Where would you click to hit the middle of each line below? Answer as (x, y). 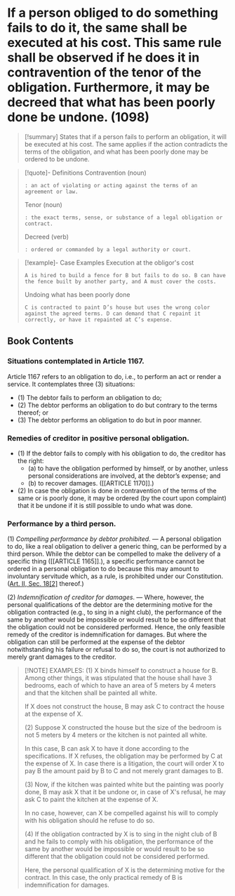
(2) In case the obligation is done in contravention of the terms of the (117, 490)
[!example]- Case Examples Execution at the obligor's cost (109, 262)
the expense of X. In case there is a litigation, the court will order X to (124, 763)
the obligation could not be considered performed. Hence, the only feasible (116, 627)
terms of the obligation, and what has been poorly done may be (116, 152)
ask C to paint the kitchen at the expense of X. (91, 800)
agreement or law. (51, 192)
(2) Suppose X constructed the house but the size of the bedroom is (123, 728)
